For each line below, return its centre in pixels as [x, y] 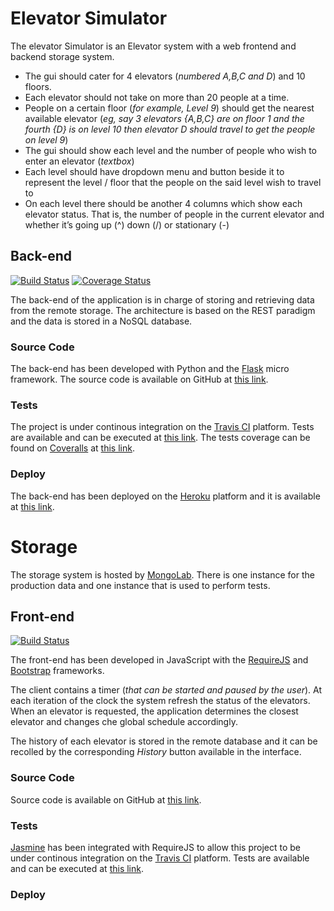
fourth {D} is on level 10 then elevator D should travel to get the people [170, 129]
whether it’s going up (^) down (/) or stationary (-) [127, 224]
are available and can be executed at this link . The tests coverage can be [160, 438]
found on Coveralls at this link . [72, 448]
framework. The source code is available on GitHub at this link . [139, 379]
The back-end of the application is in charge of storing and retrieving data [162, 299]
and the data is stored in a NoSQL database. [101, 321]
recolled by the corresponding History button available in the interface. [156, 752]
